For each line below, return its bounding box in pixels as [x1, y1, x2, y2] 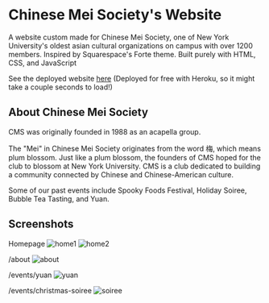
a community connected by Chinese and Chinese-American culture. [8, 169, 234, 179]
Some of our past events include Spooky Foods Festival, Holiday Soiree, [8, 185, 247, 195]
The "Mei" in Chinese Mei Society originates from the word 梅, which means [8, 143, 262, 153]
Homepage [8, 239, 46, 248]
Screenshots [8, 218, 74, 231]
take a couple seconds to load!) [8, 82, 113, 92]
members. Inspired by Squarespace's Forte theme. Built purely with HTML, [8, 49, 256, 59]
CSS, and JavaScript [8, 58, 77, 68]
